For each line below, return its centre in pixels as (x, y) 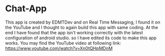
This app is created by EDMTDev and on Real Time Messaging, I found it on (83, 22)
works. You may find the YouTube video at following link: (63, 43)
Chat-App (26, 9)
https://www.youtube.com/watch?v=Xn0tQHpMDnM (59, 48)
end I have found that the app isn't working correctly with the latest (74, 32)
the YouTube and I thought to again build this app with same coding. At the (82, 27)
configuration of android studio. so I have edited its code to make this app (81, 38)
